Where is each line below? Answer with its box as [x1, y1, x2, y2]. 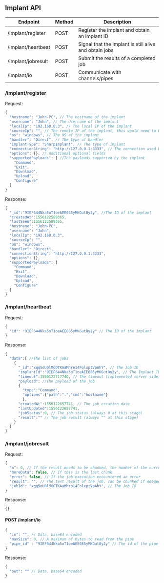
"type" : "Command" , [22, 388, 60, 393]
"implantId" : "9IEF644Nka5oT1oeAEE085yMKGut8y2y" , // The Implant [18, 369, 154, 374]
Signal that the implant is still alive [78, 41, 156, 47]
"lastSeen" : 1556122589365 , [9, 219, 64, 224]
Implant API [5, 4, 41, 12]
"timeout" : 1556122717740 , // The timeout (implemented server [18, 374, 147, 379]
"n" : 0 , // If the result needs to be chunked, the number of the [9, 465, 147, 471]
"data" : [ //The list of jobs [9, 356, 69, 361]
